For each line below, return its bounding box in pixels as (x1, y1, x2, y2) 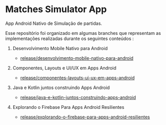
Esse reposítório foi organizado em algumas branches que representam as (5, 30, 161, 36)
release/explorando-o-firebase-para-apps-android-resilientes (20, 114, 150, 120)
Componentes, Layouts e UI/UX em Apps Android (12, 65, 117, 71)
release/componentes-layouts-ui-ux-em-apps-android (20, 74, 135, 80)
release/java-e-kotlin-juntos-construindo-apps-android (20, 94, 136, 100)
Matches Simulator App (5, 4, 107, 15)
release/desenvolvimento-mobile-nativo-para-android (20, 55, 134, 61)
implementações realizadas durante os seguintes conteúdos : (5, 35, 134, 41)
